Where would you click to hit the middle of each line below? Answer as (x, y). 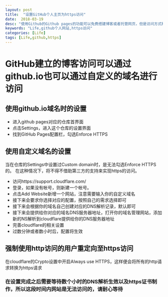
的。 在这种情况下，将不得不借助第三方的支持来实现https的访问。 (72, 171)
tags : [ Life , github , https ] (33, 38)
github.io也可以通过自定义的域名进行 (81, 77)
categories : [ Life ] (25, 33)
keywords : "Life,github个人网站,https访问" (49, 28)
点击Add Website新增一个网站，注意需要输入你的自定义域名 (74, 194)
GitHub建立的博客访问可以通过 (68, 64)
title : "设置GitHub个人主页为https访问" (45, 14)
